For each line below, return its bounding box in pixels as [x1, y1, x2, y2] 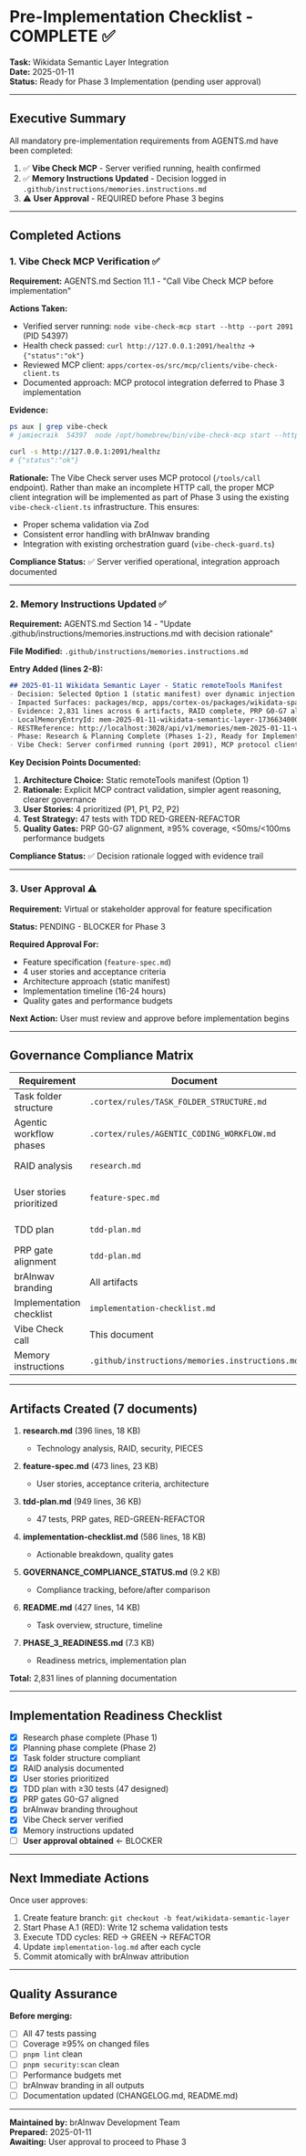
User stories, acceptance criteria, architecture [36, 1478, 209, 1489]
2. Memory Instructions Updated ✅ [9, 598, 167, 610]
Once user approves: [9, 1895, 88, 1906]
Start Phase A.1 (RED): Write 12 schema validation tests [22, 1922, 229, 1933]
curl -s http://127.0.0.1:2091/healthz [9, 447, 161, 457]
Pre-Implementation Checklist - [9, 6, 253, 27]
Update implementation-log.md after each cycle [22, 1942, 201, 1953]
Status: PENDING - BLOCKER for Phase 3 [9, 921, 166, 932]
